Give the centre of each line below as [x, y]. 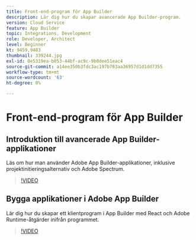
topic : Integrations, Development [49, 34]
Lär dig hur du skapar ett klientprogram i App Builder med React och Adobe [98, 213]
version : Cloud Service [36, 22]
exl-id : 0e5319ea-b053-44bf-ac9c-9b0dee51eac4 [65, 61]
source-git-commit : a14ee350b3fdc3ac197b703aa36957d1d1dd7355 [84, 67]
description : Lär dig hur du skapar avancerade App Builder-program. [94, 17]
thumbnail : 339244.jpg [34, 56]
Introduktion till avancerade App [67, 139]
